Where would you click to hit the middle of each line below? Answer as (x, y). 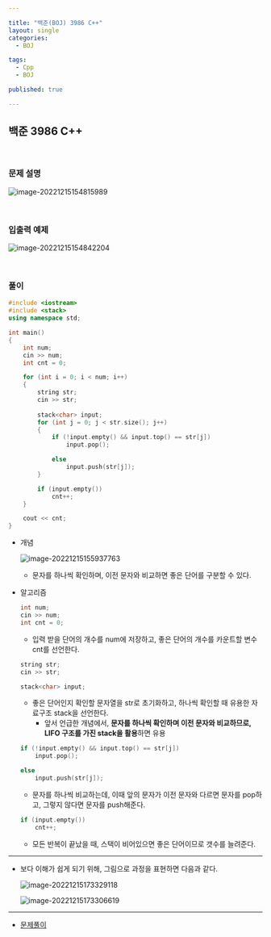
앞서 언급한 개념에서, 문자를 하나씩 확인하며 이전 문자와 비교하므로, (148, 723)
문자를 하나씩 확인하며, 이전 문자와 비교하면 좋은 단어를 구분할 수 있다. (142, 575)
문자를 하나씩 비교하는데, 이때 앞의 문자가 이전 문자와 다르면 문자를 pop (144, 794)
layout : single (34, 30)
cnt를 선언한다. (56, 649)
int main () (27, 333)
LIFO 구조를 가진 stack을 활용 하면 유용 (105, 733)
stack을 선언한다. (81, 713)
